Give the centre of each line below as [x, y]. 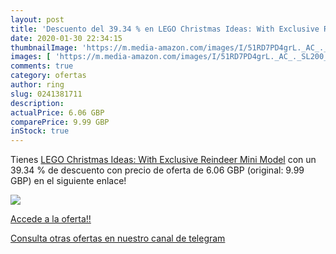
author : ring [37, 85]
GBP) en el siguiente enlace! [68, 181]
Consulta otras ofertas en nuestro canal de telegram [118, 238]
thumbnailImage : [44, 47]
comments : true [42, 66]
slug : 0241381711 [46, 94]
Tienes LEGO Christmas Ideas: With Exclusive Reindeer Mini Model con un [163, 160]
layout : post [37, 19]
